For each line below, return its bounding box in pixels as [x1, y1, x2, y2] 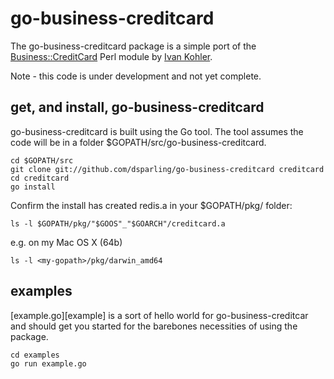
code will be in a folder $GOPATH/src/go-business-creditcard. [10, 136, 267, 148]
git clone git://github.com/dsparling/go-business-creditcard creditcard [10, 164, 325, 174]
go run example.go [10, 358, 87, 369]
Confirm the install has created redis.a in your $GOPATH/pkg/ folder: [10, 199, 293, 211]
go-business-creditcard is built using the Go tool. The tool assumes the [10, 125, 304, 137]
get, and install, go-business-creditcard [10, 99, 265, 116]
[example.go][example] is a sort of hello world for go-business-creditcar [10, 309, 309, 321]
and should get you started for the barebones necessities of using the [10, 320, 298, 332]
